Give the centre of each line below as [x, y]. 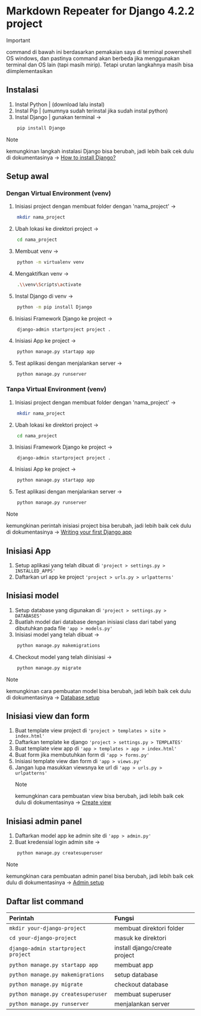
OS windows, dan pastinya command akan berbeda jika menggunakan [93, 58]
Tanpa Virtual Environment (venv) [56, 389]
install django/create [143, 948]
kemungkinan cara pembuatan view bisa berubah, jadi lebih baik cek [99, 796]
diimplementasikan [29, 71]
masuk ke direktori [140, 938]
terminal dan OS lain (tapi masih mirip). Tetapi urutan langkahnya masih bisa [100, 65]
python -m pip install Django [55, 307]
